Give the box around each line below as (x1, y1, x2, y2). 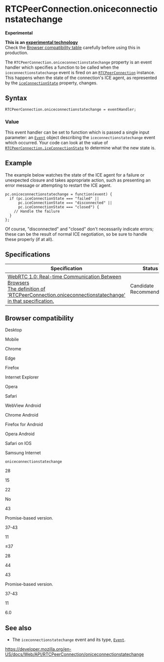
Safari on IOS (5, 441, 32, 446)
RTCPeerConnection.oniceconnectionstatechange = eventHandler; (5, 107, 137, 112)
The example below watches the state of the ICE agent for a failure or (5, 172, 145, 178)
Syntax (5, 94, 27, 102)
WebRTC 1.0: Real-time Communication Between (7, 273, 122, 280)
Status (142, 265, 159, 272)
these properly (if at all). (5, 236, 54, 242)
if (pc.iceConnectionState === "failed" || (9, 196, 99, 201)
